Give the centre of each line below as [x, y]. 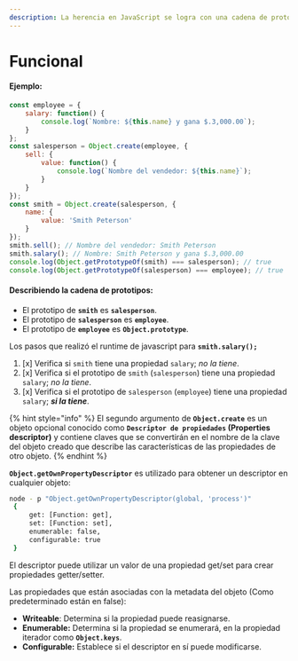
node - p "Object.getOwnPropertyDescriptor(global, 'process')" [130, 499]
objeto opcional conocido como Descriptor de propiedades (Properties [140, 428]
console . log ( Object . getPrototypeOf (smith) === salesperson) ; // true [141, 262]
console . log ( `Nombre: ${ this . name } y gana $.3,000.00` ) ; [148, 122]
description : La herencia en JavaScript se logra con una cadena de [138, 17]
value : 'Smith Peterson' [87, 221]
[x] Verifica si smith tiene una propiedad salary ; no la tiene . [130, 363]
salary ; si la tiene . [56, 401]
